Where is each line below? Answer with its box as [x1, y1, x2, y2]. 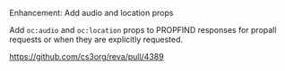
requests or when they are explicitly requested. [9, 35, 184, 44]
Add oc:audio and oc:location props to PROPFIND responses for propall [9, 25, 277, 35]
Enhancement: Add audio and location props [9, 8, 174, 18]
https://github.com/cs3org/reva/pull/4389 [9, 51, 164, 61]
